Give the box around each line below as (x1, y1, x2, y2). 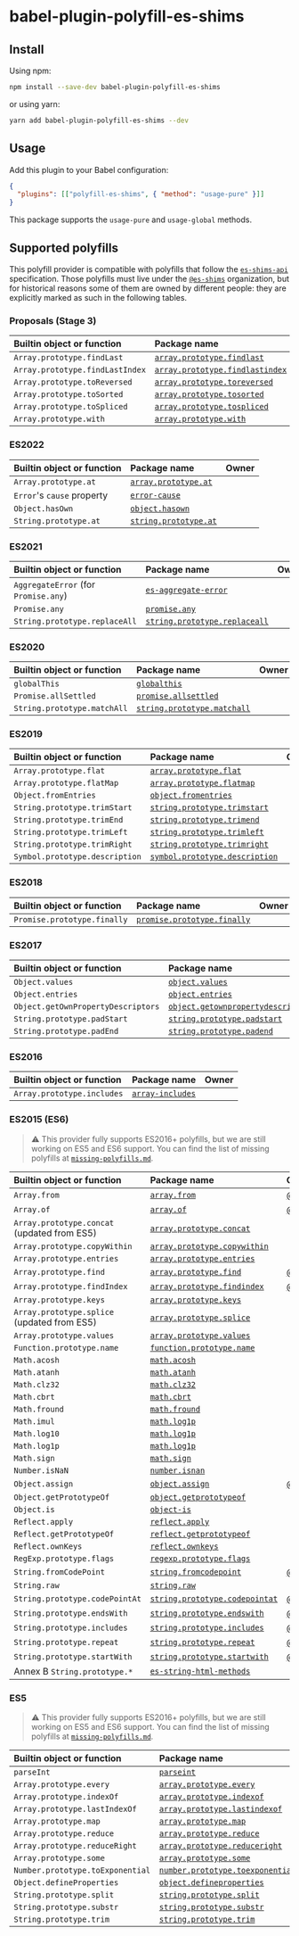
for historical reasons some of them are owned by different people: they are (9, 283, 287, 294)
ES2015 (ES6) (9, 1113, 69, 1126)
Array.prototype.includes (13, 1088, 124, 1099)
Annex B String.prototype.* (13, 1665, 133, 1677)
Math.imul (13, 1416, 55, 1427)
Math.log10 (13, 1428, 60, 1438)
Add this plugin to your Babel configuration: (9, 164, 169, 175)
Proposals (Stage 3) (9, 314, 97, 327)
